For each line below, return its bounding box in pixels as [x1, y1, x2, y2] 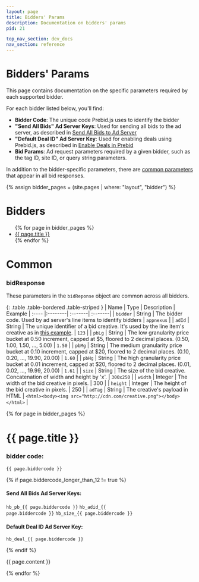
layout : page [6, 8, 39, 15]
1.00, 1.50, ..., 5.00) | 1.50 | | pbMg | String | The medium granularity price [6, 342, 182, 349]
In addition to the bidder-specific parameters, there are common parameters [6, 165, 193, 173]
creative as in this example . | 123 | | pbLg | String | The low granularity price [6, 329, 189, 336]
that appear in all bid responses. [6, 172, 85, 179]
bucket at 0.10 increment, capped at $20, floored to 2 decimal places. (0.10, [6, 348, 191, 355]
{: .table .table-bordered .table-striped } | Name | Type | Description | [6, 304, 175, 311]
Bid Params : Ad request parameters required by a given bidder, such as [14, 148, 191, 155]
